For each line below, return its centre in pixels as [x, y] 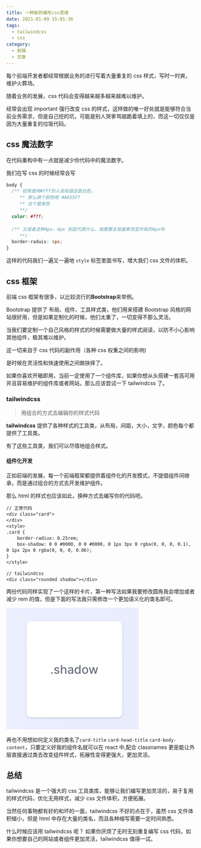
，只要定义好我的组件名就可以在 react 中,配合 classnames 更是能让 [107, 747]
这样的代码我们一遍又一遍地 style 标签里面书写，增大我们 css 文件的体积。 [99, 261]
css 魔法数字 [30, 144]
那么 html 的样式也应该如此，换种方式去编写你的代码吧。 [76, 495]
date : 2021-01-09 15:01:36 [40, 19]
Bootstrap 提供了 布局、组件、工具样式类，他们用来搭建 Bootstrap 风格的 [96, 310]
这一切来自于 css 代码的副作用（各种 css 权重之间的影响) [76, 350]
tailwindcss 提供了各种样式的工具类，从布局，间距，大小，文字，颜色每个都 [100, 426]
